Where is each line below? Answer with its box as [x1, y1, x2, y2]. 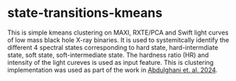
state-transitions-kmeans [7, 5, 163, 21]
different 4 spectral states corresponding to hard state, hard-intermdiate [7, 43, 218, 51]
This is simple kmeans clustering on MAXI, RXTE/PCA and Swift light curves [7, 28, 229, 37]
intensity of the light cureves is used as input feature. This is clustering [7, 58, 214, 66]
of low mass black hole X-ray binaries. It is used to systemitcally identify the [7, 35, 230, 44]
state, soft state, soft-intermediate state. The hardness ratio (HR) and [7, 51, 209, 59]
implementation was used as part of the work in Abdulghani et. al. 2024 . [7, 66, 218, 74]
